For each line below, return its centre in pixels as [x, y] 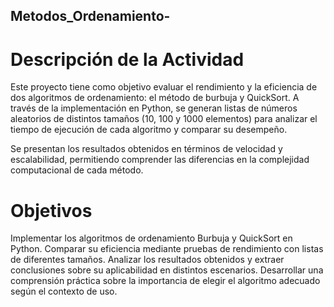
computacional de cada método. [77, 170]
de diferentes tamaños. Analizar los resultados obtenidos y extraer [147, 260]
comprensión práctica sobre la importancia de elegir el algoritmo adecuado [165, 281]
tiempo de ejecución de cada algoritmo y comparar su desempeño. [149, 130]
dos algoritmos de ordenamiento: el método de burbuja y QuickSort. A [155, 98]
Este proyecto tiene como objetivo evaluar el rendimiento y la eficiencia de [164, 87]
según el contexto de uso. [64, 291]
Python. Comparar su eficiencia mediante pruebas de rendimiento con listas [167, 249]
